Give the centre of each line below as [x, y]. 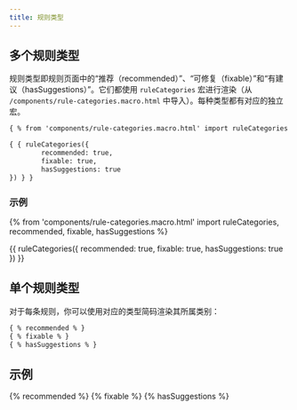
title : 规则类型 [36, 17]
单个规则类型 [44, 288]
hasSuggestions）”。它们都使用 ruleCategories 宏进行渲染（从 [138, 90]
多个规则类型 [44, 55]
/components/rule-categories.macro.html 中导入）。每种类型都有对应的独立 [146, 101]
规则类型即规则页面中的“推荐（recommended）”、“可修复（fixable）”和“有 [142, 79]
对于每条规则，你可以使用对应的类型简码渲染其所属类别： [114, 311]
